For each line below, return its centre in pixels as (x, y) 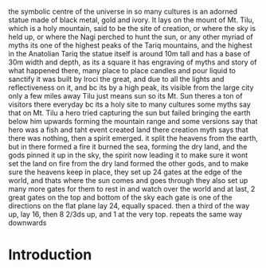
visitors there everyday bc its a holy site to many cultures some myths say (129, 104)
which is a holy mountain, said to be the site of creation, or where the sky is (132, 28)
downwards (27, 223)
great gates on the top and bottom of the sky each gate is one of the (120, 197)
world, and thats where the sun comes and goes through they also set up (128, 181)
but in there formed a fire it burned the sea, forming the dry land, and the (128, 147)
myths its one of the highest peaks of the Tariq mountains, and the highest (130, 45)
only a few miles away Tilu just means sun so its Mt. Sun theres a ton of (125, 96)
